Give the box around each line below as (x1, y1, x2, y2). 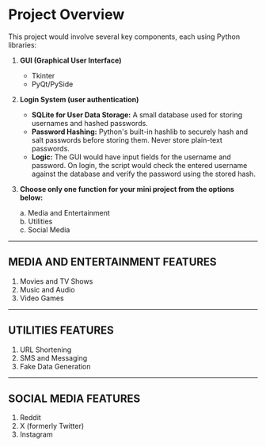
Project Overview (8, 6, 125, 24)
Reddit (19, 413, 41, 422)
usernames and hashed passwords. (31, 118, 148, 128)
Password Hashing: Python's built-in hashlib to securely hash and (31, 127, 249, 136)
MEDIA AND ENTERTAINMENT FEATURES (8, 255, 217, 269)
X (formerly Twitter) (19, 422, 85, 431)
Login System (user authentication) (19, 94, 139, 104)
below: (19, 193, 44, 202)
